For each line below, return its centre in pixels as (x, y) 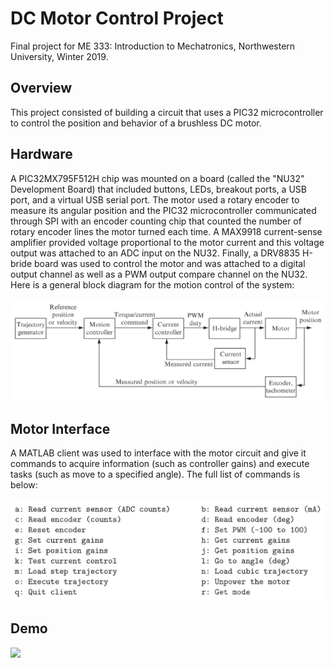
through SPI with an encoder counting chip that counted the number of (156, 221)
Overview (41, 88)
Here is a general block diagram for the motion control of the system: (152, 284)
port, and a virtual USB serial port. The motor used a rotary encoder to (155, 199)
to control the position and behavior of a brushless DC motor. (136, 123)
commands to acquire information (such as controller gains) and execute (160, 464)
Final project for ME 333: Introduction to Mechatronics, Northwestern (153, 46)
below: (24, 485)
